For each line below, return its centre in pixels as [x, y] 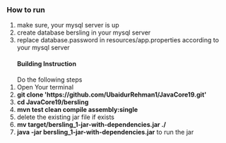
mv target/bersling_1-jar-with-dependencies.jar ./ [91, 124]
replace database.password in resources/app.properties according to [118, 40]
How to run [26, 10]
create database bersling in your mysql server [84, 32]
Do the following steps [49, 80]
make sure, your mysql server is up [68, 25]
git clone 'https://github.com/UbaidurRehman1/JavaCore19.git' [112, 94]
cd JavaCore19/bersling [53, 102]
